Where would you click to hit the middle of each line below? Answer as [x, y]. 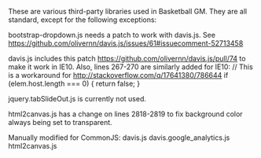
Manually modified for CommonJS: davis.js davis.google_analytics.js [119, 138]
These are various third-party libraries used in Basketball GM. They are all [128, 11]
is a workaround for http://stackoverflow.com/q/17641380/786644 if [118, 75]
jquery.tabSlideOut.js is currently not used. [77, 99]
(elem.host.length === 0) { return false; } [74, 83]
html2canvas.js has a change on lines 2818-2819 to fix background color [125, 114]
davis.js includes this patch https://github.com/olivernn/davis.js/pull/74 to [127, 59]
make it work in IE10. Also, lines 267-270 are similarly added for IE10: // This [130, 67]
